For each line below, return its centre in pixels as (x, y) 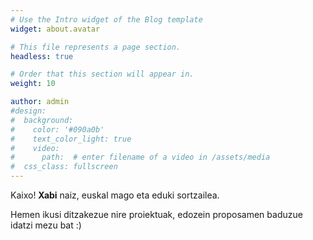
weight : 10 (33, 84)
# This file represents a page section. (96, 47)
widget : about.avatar (55, 29)
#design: (28, 111)
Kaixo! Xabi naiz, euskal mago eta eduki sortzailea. (115, 195)
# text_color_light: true (71, 139)
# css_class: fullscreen (64, 167)
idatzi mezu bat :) (46, 225)
